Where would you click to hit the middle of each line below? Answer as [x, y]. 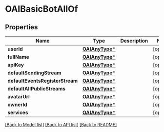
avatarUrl [19, 97]
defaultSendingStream [34, 73]
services [18, 112]
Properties [21, 27]
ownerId [18, 105]
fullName [18, 57]
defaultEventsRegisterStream [43, 81]
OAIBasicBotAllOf [41, 9]
